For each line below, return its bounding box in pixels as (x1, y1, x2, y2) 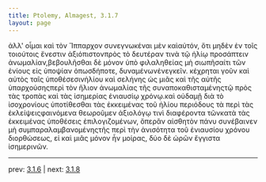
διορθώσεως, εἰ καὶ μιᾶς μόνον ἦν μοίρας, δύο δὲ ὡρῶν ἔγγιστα (8, 133, 221, 142)
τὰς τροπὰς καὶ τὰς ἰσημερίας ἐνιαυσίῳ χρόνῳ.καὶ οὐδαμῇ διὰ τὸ (8, 91, 224, 100)
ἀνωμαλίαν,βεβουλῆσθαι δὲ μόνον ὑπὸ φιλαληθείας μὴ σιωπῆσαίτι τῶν (8, 57, 246, 67)
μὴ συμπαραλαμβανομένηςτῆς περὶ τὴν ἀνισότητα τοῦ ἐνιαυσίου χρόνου (8, 124, 250, 135)
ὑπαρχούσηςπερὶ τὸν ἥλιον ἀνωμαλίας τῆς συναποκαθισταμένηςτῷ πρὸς (8, 82, 252, 92)
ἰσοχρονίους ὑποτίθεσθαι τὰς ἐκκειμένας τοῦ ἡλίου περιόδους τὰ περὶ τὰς (8, 100, 254, 109)
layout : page (8, 19, 51, 27)
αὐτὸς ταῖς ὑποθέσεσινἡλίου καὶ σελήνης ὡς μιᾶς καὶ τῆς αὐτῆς (8, 74, 222, 84)
